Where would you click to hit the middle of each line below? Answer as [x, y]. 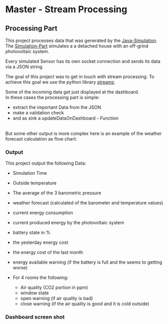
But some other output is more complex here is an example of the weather [84, 133]
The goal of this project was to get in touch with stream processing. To [80, 77]
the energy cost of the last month [48, 252]
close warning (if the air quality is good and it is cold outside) [85, 304]
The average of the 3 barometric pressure [57, 193]
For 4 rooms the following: [40, 277]
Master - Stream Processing [66, 9]
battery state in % [31, 233]
